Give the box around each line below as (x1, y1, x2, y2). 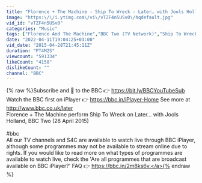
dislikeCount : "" (6, 64, 50, 71)
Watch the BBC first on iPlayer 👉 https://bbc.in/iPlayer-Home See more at (6, 96, 191, 103)
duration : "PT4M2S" (6, 48, 55, 54)
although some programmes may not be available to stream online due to (6, 143, 188, 150)
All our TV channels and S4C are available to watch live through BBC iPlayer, (6, 136, 195, 144)
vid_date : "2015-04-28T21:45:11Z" (6, 43, 93, 49)
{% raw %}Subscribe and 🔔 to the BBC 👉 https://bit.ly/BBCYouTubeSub (6, 87, 185, 94)
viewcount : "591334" (6, 53, 58, 59)
